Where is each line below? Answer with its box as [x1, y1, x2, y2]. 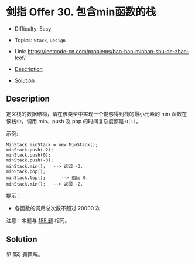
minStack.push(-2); [6, 147, 54, 153]
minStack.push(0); [6, 152, 51, 158]
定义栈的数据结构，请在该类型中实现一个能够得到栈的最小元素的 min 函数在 [6, 110, 187, 117]
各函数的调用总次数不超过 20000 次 [14, 204, 101, 211]
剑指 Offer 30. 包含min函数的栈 [6, 5, 156, 19]
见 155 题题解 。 [6, 251, 43, 258]
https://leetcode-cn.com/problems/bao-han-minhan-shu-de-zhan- [28, 48, 189, 55]
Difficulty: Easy [14, 25, 52, 32]
